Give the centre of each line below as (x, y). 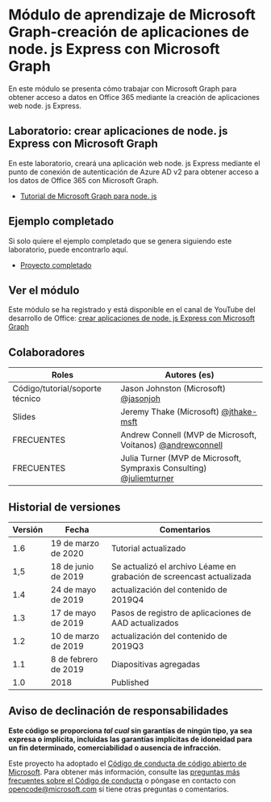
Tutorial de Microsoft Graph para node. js (88, 196)
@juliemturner (148, 478)
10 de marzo (75, 636)
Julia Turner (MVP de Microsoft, (181, 458)
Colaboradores (47, 352)
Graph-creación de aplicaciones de (129, 32)
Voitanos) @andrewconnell (172, 445)
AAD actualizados (145, 623)
